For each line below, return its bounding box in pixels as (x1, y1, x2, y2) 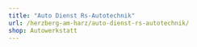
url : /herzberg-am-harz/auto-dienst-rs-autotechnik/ (8, 19, 190, 27)
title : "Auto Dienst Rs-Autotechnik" (8, 11, 136, 20)
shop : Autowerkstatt (8, 26, 78, 34)
